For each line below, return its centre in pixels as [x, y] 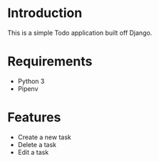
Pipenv [28, 88]
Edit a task [33, 152]
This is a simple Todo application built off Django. [80, 33]
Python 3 [31, 81]
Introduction [45, 13]
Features [34, 118]
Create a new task [44, 137]
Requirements [50, 61]
